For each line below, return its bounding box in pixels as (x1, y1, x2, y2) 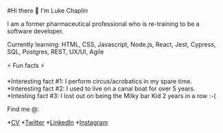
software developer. (7, 27, 64, 35)
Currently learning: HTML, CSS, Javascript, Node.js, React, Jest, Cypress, (7, 40, 216, 48)
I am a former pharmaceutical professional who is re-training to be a (7, 20, 200, 27)
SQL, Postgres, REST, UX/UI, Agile (7, 48, 104, 56)
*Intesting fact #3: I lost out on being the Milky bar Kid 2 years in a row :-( (7, 92, 216, 99)
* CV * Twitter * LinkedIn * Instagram (7, 119, 108, 126)
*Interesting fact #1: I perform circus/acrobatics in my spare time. (7, 77, 192, 85)
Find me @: (7, 105, 40, 113)
